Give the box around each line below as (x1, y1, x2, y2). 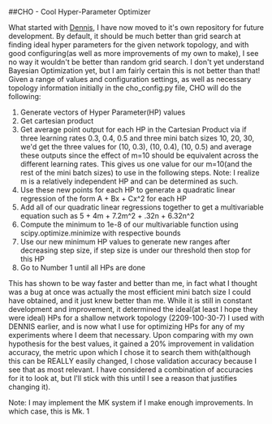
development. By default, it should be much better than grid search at (8, 32, 241, 41)
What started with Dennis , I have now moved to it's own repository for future (8, 23, 265, 32)
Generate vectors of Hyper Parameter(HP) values (19, 107, 186, 117)
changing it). (8, 382, 51, 392)
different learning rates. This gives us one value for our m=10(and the (19, 159, 253, 169)
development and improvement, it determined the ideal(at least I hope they (8, 305, 258, 314)
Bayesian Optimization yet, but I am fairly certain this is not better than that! (8, 66, 261, 76)
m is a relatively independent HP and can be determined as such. (19, 176, 239, 186)
